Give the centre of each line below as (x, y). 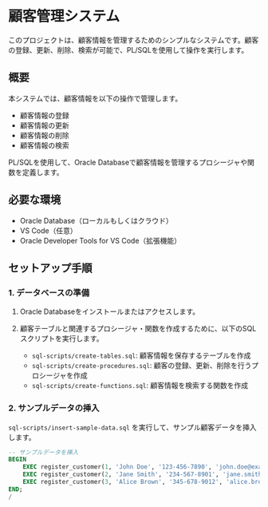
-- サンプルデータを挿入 (43, 452)
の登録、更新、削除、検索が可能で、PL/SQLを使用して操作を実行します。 (128, 50)
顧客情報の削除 (44, 135)
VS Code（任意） (48, 230)
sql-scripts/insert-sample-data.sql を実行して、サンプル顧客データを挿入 (132, 427)
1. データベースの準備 (49, 292)
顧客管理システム (64, 16)
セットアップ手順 (50, 268)
